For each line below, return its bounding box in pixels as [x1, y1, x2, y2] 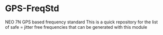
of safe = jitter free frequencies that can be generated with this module [5, 24, 147, 30]
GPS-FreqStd [5, 3, 59, 14]
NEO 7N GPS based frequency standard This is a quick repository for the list [5, 19, 158, 25]
